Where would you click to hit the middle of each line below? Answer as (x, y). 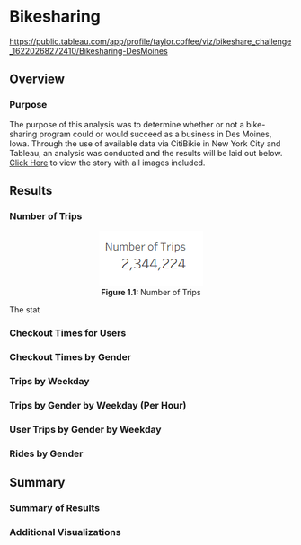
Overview (37, 79)
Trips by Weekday (49, 382)
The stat (25, 310)
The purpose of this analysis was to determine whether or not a (127, 124)
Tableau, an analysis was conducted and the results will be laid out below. (146, 153)
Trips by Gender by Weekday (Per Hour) (98, 405)
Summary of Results (55, 508)
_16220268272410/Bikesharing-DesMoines (89, 50)
